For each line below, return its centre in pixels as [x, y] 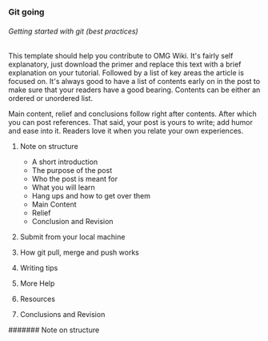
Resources [38, 299]
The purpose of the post [72, 170]
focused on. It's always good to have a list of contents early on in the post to [134, 82]
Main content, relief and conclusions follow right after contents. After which [133, 114]
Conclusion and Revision [72, 222]
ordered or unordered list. [51, 98]
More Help [37, 283]
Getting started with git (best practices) [73, 31]
